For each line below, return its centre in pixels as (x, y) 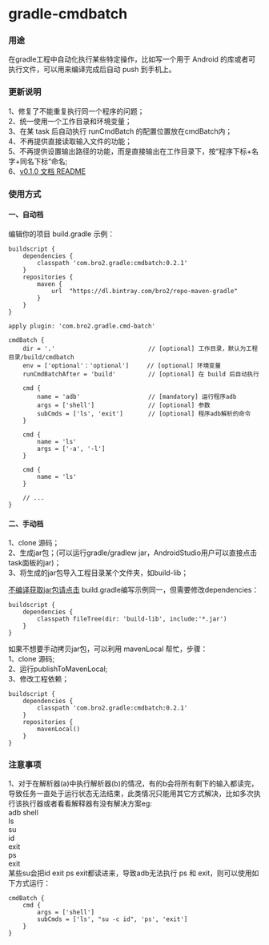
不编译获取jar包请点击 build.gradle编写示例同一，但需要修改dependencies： (134, 590)
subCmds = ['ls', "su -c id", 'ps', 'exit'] (112, 919)
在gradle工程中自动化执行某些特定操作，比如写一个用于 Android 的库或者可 (132, 59)
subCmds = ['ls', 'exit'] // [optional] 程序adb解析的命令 (144, 413)
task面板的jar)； (35, 563)
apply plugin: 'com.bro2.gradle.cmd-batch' (82, 326)
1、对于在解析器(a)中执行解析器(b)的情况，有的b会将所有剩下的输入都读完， (133, 784)
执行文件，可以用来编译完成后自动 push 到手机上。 (92, 70)
